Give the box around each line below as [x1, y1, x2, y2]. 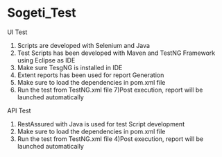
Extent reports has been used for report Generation [17, 71, 164, 79]
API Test [7, 106, 31, 115]
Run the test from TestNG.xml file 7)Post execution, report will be [17, 85, 203, 94]
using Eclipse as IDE [17, 56, 76, 64]
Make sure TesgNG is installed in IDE [17, 63, 123, 72]
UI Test [7, 28, 28, 36]
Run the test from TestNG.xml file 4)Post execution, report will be [17, 134, 203, 143]
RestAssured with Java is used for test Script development [17, 119, 185, 128]
